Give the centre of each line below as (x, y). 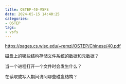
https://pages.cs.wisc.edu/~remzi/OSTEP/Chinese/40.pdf (63, 46)
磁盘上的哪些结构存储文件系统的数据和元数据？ (52, 56)
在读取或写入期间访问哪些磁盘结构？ (41, 76)
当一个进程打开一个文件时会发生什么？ (43, 66)
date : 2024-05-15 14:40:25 (32, 14)
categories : (17, 18)
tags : (10, 28)
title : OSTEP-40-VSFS (27, 9)
